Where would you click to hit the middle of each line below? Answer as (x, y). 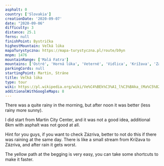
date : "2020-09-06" (25, 23)
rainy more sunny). (24, 110)
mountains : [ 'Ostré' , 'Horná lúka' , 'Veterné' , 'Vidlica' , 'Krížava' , (78, 64)
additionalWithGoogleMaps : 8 (35, 91)
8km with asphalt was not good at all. (43, 125)
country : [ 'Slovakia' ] (28, 14)
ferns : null (17, 37)
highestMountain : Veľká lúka (35, 46)
